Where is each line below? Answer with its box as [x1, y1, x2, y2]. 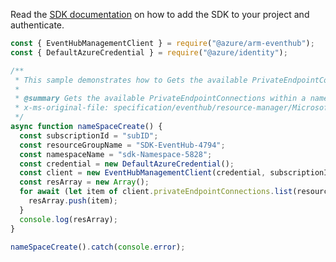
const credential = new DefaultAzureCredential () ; [19, 159, 235, 169]
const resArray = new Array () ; [19, 177, 150, 188]
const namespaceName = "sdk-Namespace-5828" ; [19, 149, 213, 159]
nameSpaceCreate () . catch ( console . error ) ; [10, 242, 186, 252]
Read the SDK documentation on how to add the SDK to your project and [10, 9, 310, 20]
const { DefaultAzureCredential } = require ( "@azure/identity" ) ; [10, 47, 288, 58]
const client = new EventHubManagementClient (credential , [19, 168, 267, 178]
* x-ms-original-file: [14, 103, 110, 113]
